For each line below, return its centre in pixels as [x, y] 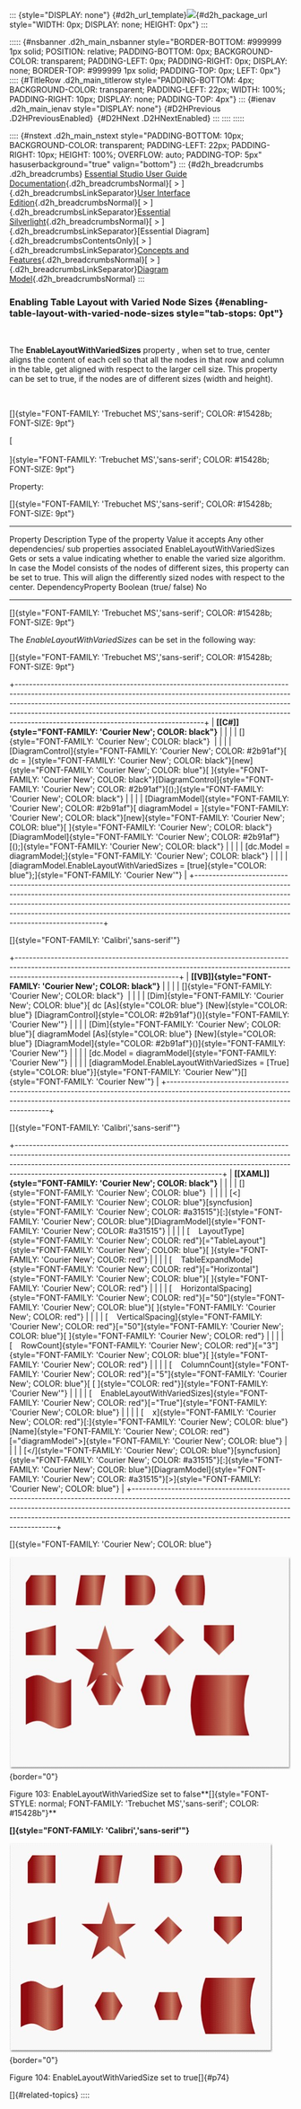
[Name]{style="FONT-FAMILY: [65, 1432]
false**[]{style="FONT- [226, 1794]
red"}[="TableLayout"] [224, 1240]
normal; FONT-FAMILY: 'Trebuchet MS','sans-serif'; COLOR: [149, 1803]
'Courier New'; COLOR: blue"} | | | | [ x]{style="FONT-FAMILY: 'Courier [143, 1412]
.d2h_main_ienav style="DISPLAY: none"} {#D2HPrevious [115, 109]
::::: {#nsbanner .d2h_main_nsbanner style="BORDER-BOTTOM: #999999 [146, 42]
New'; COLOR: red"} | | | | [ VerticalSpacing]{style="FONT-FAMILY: [136, 1317]
